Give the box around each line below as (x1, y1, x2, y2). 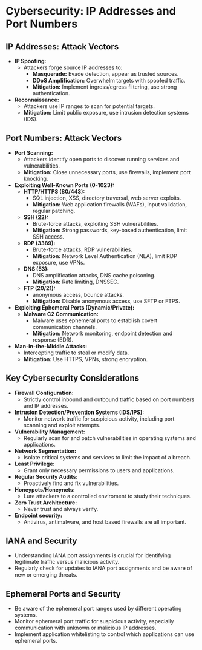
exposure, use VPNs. (32, 259, 85, 266)
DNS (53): (23, 265, 49, 273)
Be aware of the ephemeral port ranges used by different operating (14, 605, 182, 612)
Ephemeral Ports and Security (5, 589, 122, 599)
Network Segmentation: (14, 447, 77, 455)
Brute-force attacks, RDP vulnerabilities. (32, 246, 132, 253)
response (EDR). (32, 336, 74, 344)
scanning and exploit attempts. (23, 421, 100, 428)
